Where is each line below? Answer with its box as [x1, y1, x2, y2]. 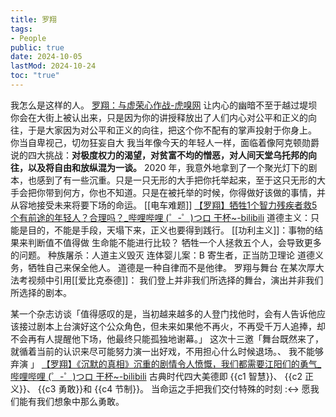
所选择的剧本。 [10, 286, 72, 298]
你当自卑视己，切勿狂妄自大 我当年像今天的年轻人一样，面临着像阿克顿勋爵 [10, 136, 320, 148]
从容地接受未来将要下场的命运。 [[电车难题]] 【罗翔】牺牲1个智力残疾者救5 [10, 199, 318, 211]
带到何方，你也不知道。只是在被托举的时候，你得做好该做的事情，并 [44, 186, 326, 198]
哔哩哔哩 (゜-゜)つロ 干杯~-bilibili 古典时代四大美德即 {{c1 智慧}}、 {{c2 [10, 370, 303, 382]
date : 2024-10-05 [10, 52, 83, 62]
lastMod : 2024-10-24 [10, 61, 97, 71]
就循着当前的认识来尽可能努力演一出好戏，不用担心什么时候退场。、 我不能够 [10, 345, 324, 357]
